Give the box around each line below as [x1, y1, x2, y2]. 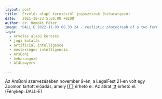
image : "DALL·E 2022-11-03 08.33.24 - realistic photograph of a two [5, 25, 148, 30]
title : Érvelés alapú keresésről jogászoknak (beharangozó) [5, 12, 131, 16]
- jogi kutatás [9, 38, 40, 43]
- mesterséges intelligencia [9, 47, 68, 52]
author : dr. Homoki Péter [5, 20, 57, 25]
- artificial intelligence [9, 43, 64, 48]
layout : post [5, 7, 31, 12]
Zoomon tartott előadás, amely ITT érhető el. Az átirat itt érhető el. [5, 84, 136, 89]
